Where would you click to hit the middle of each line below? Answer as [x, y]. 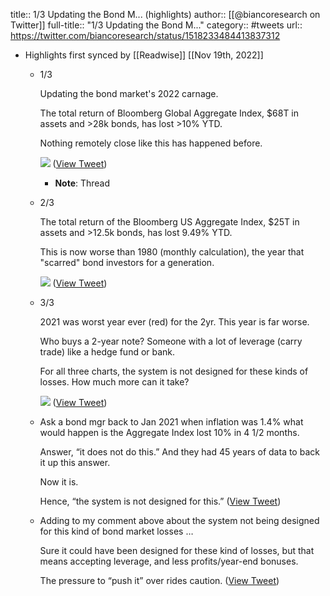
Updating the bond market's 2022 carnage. [129, 93]
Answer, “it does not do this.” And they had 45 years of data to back [179, 452]
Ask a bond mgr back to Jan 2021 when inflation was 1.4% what [171, 422]
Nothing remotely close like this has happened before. [151, 143]
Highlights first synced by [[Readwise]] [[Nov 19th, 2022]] [144, 55]
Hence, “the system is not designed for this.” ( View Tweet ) [160, 501]
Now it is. [59, 482]
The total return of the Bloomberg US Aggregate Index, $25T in [169, 222]
